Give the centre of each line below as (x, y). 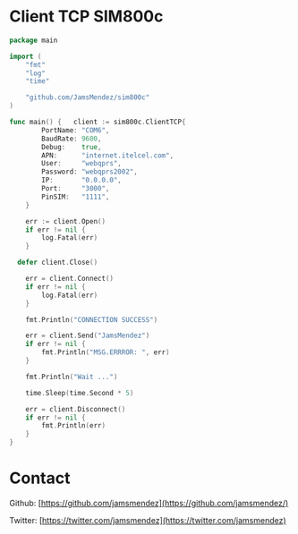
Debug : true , (72, 147)
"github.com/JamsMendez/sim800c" (88, 97)
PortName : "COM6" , (76, 130)
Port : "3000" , (76, 189)
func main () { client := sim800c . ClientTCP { (98, 123)
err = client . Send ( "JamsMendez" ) (88, 336)
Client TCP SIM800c (86, 17)
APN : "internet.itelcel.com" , (108, 155)
